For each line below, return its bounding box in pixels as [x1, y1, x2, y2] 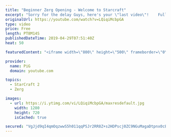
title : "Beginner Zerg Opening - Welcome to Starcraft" [5, 7, 126, 13]
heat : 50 [5, 41, 24, 46]
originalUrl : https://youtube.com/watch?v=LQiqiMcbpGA [5, 17, 124, 22]
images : [5, 96, 22, 101]
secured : [5, 124, 24, 129]
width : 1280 [14, 105, 40, 111]
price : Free [5, 26, 31, 31]
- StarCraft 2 [10, 82, 40, 87]
